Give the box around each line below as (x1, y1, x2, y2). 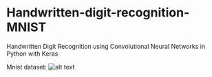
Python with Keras (6, 49, 59, 58)
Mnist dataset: (6, 63, 47, 71)
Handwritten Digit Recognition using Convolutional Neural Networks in (6, 42, 206, 50)
